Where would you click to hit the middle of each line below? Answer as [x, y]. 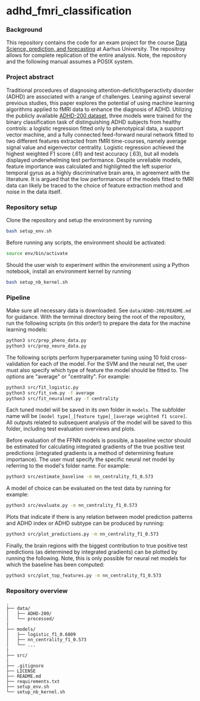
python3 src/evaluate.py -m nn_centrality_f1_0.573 [72, 506]
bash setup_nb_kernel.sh [37, 282]
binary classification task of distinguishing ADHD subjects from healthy [93, 122]
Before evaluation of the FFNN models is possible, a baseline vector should [99, 441]
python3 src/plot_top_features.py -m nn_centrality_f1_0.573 [84, 576]
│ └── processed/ [30, 619]
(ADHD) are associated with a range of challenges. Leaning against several [99, 96]
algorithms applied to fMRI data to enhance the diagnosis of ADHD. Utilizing [99, 109]
